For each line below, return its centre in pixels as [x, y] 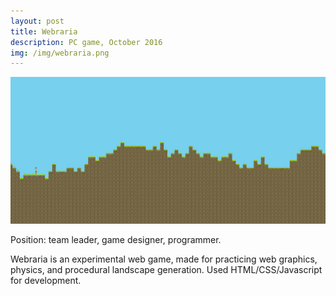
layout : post [37, 21]
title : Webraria [44, 31]
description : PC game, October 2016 [86, 42]
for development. [46, 280]
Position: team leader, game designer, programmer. [116, 239]
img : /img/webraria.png [60, 53]
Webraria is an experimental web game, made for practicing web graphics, [164, 259]
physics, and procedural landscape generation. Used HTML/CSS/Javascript [166, 269]
